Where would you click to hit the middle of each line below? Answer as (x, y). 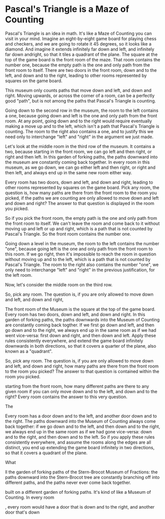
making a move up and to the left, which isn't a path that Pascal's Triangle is (82, 126)
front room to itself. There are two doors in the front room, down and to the (81, 70)
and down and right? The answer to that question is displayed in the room (80, 203)
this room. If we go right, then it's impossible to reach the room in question (81, 254)
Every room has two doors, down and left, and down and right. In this (75, 314)
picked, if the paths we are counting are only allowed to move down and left (82, 198)
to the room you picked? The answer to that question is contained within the (82, 371)
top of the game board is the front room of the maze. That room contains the (83, 59)
